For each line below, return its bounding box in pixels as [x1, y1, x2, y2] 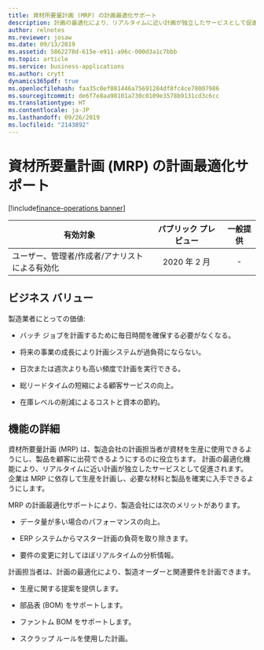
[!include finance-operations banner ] [8, 203, 126, 213]
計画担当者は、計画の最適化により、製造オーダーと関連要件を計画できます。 [8, 567, 255, 577]
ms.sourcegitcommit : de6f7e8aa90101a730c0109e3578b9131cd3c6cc [8, 92, 220, 100]
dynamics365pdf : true [8, 77, 79, 85]
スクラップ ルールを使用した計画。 [19, 634, 132, 644]
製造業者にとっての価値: [8, 313, 86, 323]
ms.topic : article [8, 56, 68, 64]
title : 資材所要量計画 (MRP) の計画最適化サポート [8, 11, 157, 20]
